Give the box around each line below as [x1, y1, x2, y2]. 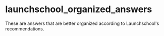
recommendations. [5, 25, 44, 31]
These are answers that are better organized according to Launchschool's [5, 20, 159, 26]
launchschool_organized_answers [5, 4, 152, 15]
